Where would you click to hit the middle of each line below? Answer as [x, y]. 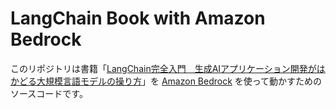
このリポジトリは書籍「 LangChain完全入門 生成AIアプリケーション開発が [163, 68]
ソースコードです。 [49, 93]
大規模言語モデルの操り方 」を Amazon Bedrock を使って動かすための [179, 81]
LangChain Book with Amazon [138, 18]
